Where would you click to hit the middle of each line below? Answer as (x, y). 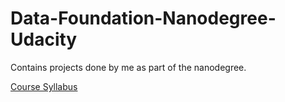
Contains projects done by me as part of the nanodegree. (128, 67)
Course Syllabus (44, 86)
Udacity (44, 39)
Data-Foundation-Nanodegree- (143, 18)
